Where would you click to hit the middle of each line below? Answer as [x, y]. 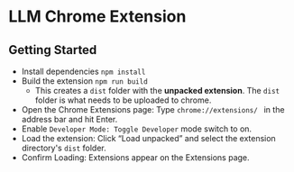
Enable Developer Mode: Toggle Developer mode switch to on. [137, 129]
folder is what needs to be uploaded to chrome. [123, 100]
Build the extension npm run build [84, 81]
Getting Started [53, 50]
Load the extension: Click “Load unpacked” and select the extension [148, 138]
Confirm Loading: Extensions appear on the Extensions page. [135, 158]
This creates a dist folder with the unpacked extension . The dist [157, 91]
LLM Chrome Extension [97, 17]
